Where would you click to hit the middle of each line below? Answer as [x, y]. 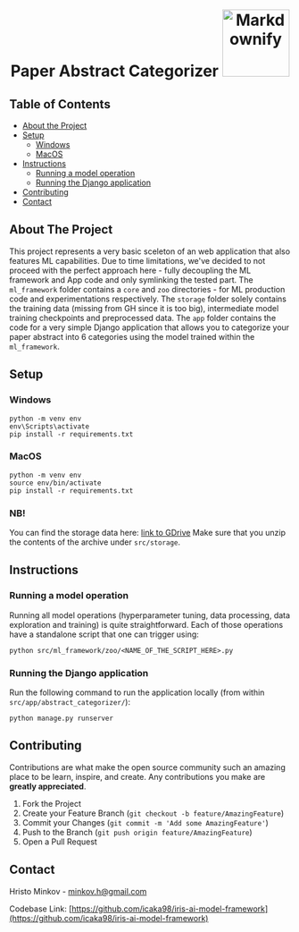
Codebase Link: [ [41, 909]
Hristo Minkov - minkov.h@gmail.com [78, 891]
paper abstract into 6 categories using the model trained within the [132, 336]
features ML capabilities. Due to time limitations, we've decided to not [137, 260]
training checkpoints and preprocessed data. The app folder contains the [143, 318]
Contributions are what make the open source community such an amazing [147, 767]
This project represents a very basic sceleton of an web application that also [150, 251]
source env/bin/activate [55, 483]
